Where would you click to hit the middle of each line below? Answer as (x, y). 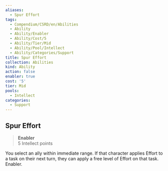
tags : (11, 19)
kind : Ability (20, 67)
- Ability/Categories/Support (42, 53)
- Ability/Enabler (30, 34)
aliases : (15, 10)
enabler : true (20, 77)
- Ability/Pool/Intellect (37, 48)
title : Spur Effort (26, 57)
